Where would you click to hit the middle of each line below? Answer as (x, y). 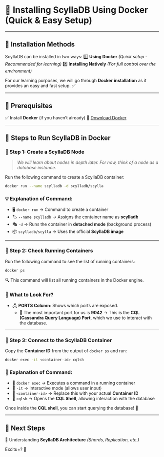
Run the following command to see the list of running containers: (70, 261)
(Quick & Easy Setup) (49, 20)
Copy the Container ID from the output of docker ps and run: (66, 351)
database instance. (37, 168)
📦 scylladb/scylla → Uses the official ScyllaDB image (68, 231)
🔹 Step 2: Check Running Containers (49, 251)
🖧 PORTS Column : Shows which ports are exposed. (65, 305)
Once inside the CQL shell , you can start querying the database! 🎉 (72, 408)
